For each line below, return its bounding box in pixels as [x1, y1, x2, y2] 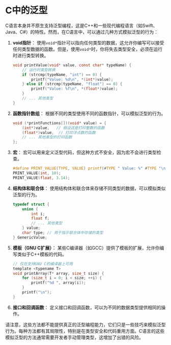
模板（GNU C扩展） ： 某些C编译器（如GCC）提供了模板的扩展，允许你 [12, 245, 160, 251]
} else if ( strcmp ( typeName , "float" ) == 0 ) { [22, 82, 123, 87]
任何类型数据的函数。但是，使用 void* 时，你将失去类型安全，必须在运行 [12, 46, 163, 52]
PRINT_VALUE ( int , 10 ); [12, 171, 61, 176]
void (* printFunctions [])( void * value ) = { [12, 120, 107, 125]
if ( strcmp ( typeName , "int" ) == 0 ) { [22, 72, 102, 77]
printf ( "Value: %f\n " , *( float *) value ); [31, 86, 118, 92]
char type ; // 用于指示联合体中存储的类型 [22, 230, 103, 235]
